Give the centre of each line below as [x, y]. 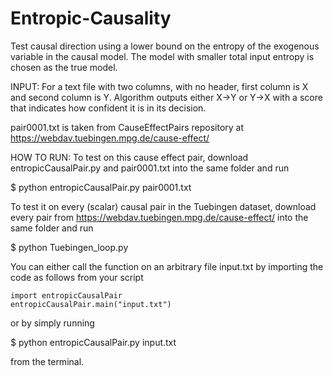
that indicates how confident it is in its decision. [108, 108]
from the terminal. [47, 361]
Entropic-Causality [91, 18]
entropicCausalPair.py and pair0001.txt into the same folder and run [150, 168]
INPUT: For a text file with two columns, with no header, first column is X [159, 86]
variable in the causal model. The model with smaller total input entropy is [162, 56]
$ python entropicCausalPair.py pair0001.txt [101, 187]
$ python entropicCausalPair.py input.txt [93, 342]
